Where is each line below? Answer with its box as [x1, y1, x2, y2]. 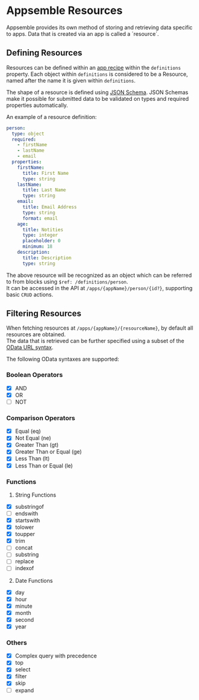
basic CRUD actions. [6, 291, 53, 298]
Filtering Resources [6, 308, 82, 319]
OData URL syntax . [6, 344, 54, 351]
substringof [15, 503, 44, 510]
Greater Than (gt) [15, 441, 59, 449]
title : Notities [22, 226, 64, 233]
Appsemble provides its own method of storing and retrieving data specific [6, 24, 193, 31]
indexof [15, 565, 34, 572]
